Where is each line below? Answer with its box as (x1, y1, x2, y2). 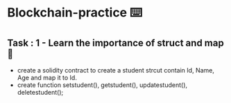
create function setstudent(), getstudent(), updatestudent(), (17, 81, 188, 89)
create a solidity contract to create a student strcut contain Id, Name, (17, 66, 215, 74)
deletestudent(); (17, 88, 64, 96)
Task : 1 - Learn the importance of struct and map (7, 37, 224, 48)
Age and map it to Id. (17, 73, 78, 82)
